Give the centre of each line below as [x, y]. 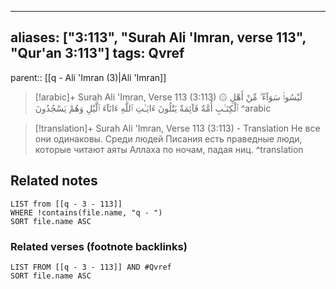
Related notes [54, 181]
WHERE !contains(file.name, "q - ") [86, 212]
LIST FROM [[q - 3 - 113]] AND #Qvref [91, 267]
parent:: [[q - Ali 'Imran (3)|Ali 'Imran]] [88, 77]
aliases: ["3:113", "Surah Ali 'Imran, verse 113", [158, 37]
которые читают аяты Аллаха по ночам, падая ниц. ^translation [169, 149]
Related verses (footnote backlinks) [99, 246]
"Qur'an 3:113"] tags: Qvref [97, 53]
